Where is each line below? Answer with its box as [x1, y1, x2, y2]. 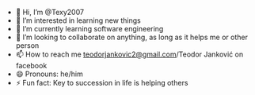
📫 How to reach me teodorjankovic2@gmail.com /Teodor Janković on [15, 49, 244, 59]
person [15, 41, 40, 50]
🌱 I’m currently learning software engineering [15, 24, 164, 33]
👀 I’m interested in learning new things [15, 16, 141, 25]
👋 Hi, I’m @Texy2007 [15, 8, 85, 16]
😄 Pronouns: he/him [15, 69, 83, 79]
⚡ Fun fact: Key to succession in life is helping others [15, 79, 188, 87]
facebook [15, 61, 48, 70]
